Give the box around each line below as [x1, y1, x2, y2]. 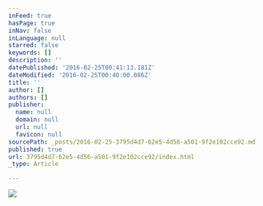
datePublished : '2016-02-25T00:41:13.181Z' [8, 64, 156, 72]
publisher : [8, 101, 45, 109]
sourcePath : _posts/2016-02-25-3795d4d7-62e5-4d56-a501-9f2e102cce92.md [8, 137, 256, 146]
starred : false [8, 42, 59, 50]
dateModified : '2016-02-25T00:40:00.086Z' [8, 71, 152, 79]
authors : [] [8, 93, 48, 101]
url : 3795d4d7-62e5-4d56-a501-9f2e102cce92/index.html [8, 153, 195, 160]
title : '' [8, 78, 42, 86]
